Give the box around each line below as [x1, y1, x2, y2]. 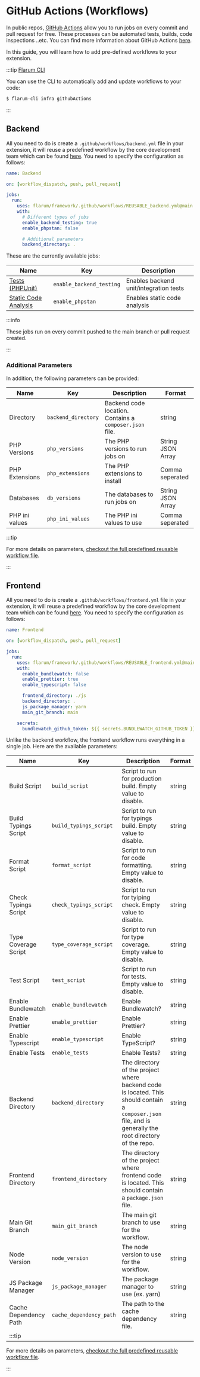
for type [121, 933, 144, 941]
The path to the [121, 1300, 165, 1308]
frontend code [121, 1171, 162, 1180]
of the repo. [121, 1139, 155, 1147]
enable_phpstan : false [21, 225, 79, 231]
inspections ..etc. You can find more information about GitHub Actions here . [6, 36, 192, 44]
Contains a [104, 414, 135, 422]
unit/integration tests [126, 284, 185, 292]
